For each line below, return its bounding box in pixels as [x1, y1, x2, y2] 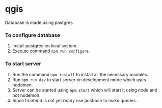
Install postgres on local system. [12, 43, 78, 49]
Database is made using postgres [5, 20, 73, 25]
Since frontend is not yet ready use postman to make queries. [12, 97, 137, 103]
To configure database [5, 32, 60, 39]
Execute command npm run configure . [12, 48, 90, 54]
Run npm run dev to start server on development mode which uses [12, 77, 146, 83]
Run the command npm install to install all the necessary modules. [12, 71, 149, 77]
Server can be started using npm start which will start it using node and [12, 87, 158, 93]
